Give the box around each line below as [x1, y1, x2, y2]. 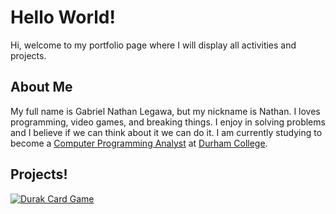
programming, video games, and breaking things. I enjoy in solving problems [10, 116, 326, 128]
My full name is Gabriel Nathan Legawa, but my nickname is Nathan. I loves [10, 105, 321, 117]
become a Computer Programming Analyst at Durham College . [10, 137, 268, 149]
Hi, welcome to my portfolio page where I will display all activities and [10, 39, 297, 51]
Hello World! [10, 6, 116, 29]
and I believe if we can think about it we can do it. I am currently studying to [10, 126, 323, 138]
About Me [10, 79, 73, 96]
